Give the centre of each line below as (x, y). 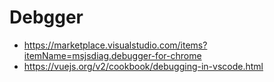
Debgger (46, 17)
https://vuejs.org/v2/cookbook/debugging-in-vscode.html (143, 66)
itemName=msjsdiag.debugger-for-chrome (112, 55)
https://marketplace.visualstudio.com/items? (115, 45)
